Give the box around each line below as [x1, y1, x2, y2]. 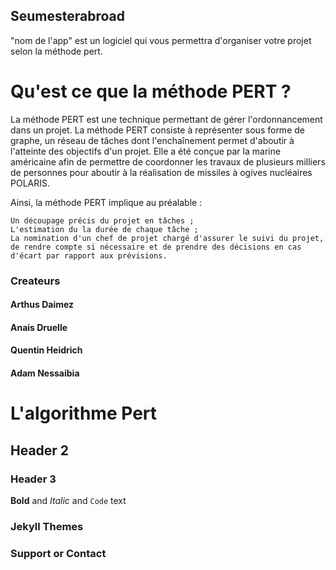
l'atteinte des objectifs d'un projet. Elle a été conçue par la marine [10, 145, 282, 157]
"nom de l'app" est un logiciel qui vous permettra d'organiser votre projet [10, 34, 312, 46]
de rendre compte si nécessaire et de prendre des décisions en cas [10, 242, 302, 252]
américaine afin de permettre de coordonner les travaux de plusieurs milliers [10, 155, 326, 168]
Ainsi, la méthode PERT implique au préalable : [10, 196, 203, 208]
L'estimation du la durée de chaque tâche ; [10, 224, 199, 234]
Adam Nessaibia [10, 367, 80, 379]
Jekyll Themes [10, 519, 84, 533]
